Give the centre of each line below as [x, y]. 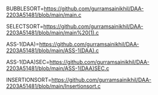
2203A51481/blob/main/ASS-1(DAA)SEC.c [58, 68]
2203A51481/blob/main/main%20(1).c [53, 33]
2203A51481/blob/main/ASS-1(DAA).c [53, 50]
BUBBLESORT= [25, 9]
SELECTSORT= [25, 26]
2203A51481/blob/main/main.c [44, 15]
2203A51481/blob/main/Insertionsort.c [54, 86]
